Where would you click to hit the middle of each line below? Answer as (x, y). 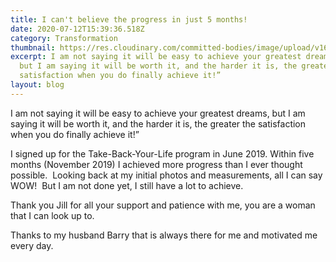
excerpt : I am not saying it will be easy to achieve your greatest (156, 57)
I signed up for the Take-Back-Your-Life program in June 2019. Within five (162, 153)
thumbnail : (33, 47)
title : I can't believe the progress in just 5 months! (129, 19)
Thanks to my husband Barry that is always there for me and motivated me (164, 235)
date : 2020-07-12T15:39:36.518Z (77, 29)
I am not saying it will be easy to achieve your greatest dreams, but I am (158, 113)
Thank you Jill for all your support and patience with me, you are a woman (163, 205)
